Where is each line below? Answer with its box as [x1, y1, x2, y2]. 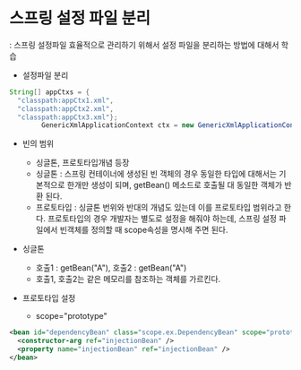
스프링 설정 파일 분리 [9, 8, 150, 29]
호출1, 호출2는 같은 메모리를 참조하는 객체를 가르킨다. [35, 274, 221, 285]
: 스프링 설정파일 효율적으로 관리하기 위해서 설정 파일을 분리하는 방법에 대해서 [9, 39, 279, 50]
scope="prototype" [35, 311, 107, 322]
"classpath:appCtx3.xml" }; [17, 113, 118, 122]
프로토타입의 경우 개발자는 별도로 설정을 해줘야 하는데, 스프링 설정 [47, 213, 278, 224]
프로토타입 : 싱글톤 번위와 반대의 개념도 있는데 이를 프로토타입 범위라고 [35, 202, 282, 213]
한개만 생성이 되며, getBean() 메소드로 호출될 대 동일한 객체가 [66, 180, 283, 191]
